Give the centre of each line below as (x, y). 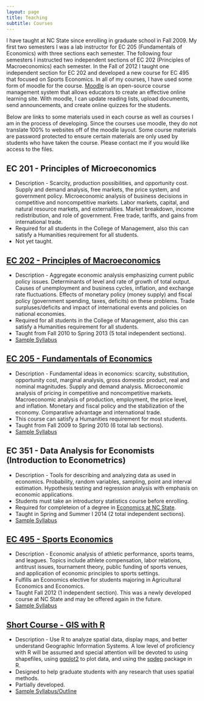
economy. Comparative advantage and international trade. (88, 412)
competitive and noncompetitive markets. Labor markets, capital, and (102, 203)
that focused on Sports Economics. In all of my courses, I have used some (99, 79)
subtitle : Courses (30, 23)
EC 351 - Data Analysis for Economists (80, 451)
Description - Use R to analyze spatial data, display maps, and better (101, 640)
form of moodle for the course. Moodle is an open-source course (88, 86)
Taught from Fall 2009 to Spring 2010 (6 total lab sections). (89, 425)
